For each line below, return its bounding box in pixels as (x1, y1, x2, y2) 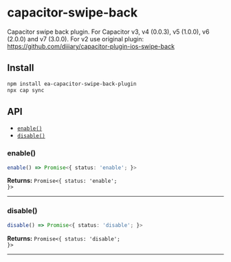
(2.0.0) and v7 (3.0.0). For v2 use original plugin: (7, 34, 144, 43)
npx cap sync (7, 87, 45, 94)
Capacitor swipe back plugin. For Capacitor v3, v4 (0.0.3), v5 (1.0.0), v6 (7, 28, 210, 36)
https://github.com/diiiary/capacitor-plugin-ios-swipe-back (7, 42, 175, 50)
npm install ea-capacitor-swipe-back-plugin (7, 80, 137, 87)
